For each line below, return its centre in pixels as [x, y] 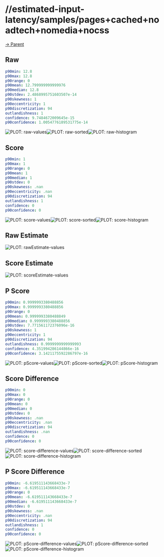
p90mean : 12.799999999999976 [35, 85]
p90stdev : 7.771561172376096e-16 [40, 325]
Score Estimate [29, 263]
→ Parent [15, 44]
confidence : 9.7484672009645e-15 [40, 118]
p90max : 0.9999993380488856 [34, 307]
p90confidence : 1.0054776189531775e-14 [47, 123]
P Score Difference [35, 472]
